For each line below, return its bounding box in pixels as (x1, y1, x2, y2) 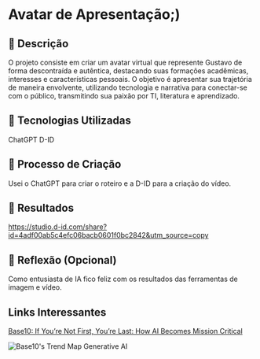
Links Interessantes (8, 305, 107, 319)
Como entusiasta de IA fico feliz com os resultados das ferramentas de (8, 274, 238, 284)
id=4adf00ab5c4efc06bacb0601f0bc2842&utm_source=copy (8, 231, 209, 240)
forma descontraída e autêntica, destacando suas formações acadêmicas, (8, 66, 249, 76)
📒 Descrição (8, 37, 69, 50)
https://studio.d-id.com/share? (8, 222, 108, 231)
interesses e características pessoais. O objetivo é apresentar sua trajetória (8, 75, 253, 83)
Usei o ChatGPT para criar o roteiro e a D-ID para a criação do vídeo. (8, 179, 232, 188)
